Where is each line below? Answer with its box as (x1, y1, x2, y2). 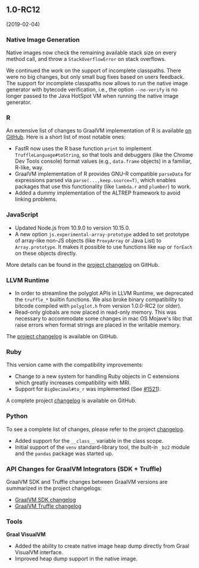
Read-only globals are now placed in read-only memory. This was (14, 308, 177, 316)
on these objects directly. (14, 249, 77, 257)
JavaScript (6, 211, 39, 219)
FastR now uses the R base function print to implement (14, 145, 152, 152)
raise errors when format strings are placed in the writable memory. (14, 322, 181, 328)
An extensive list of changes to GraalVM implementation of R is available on (6, 127, 192, 134)
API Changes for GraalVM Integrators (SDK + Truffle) (6, 465, 162, 473)
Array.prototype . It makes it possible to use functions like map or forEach (14, 243, 192, 250)
